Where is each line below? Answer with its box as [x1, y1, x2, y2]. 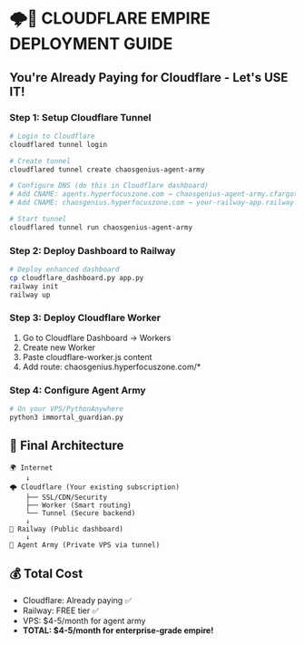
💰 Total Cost [9, 566, 84, 581]
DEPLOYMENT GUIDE [9, 34, 173, 54]
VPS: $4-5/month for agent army [22, 615, 146, 626]
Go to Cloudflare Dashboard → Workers [22, 332, 172, 343]
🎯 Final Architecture [9, 438, 124, 454]
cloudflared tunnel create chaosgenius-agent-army [9, 165, 205, 174]
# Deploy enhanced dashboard [9, 265, 120, 274]
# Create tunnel [9, 156, 71, 165]
